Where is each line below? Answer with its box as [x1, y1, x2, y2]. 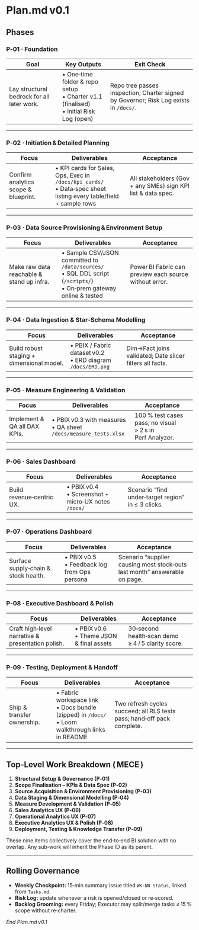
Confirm [9, 171, 32, 179]
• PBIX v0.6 [75, 624, 107, 633]
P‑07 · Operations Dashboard [6, 528, 92, 536]
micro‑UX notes [66, 498, 111, 506]
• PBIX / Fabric [70, 341, 111, 349]
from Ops [64, 567, 91, 576]
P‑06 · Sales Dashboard [6, 457, 76, 466]
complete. [114, 722, 143, 730]
